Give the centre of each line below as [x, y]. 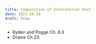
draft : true [17, 18]
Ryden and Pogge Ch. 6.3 [38, 32]
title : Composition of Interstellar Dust [48, 9]
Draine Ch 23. [26, 37]
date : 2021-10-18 [23, 14]
